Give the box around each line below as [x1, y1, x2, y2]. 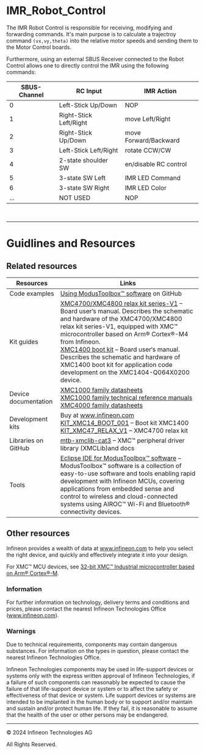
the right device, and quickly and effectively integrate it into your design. [6, 551, 189, 558]
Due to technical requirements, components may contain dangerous [6, 641, 178, 648]
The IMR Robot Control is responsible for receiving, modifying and [6, 24, 173, 31]
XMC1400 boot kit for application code [60, 360, 173, 369]
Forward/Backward [124, 136, 180, 145]
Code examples [9, 289, 54, 298]
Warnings [6, 627, 36, 635]
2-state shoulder [59, 156, 109, 164]
